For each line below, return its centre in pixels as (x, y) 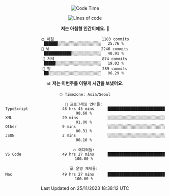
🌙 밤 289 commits (85, 69)
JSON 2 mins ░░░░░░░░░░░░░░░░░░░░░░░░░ (85, 135)
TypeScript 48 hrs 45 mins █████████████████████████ (85, 109)
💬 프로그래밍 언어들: (84, 104)
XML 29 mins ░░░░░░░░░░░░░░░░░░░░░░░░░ (85, 118)
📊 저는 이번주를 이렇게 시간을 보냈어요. (85, 83)
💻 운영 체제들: (84, 169)
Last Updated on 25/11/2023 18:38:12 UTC (85, 188)
